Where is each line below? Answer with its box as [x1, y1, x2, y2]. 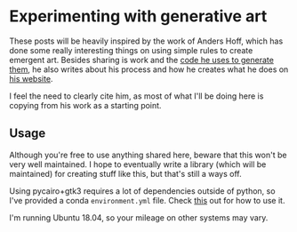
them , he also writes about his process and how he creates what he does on [9, 64, 289, 75]
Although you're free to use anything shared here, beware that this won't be [9, 149, 287, 160]
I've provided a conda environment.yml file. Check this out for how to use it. [9, 195, 285, 205]
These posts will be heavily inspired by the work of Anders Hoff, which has [9, 36, 284, 46]
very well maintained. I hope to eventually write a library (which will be [9, 158, 267, 170]
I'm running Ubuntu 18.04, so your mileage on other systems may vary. [9, 212, 269, 223]
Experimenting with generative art [9, 6, 268, 27]
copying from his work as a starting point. [9, 100, 162, 110]
